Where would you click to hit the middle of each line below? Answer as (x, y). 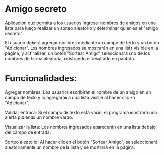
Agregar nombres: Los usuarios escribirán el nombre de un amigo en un (78, 92)
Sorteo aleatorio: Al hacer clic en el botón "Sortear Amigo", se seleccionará (81, 142)
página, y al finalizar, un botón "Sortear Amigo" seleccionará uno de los (78, 53)
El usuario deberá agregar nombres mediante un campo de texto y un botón (82, 42)
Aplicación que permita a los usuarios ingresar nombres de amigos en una (81, 23)
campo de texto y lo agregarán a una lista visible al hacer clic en (70, 97)
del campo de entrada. (28, 132)
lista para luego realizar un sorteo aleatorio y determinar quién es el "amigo (82, 28)
